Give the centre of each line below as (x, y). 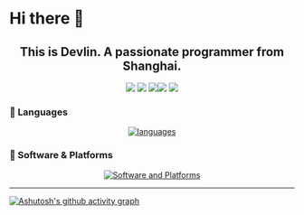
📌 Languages (38, 112)
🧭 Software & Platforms (61, 155)
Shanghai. (152, 65)
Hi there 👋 (47, 19)
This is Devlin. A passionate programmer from (152, 52)
